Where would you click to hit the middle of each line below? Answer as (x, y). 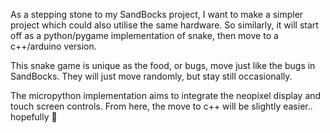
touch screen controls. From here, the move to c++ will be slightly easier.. (161, 106)
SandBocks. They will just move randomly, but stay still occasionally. (151, 76)
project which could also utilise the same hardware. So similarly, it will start (164, 25)
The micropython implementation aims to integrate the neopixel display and (166, 95)
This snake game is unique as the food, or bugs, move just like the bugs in (163, 65)
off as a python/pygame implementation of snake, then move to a (144, 35)
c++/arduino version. (53, 46)
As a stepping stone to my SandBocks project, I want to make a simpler (157, 14)
